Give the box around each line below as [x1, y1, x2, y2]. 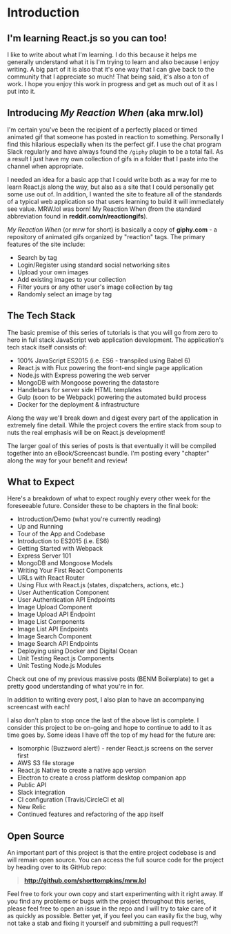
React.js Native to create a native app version [17, 767, 146, 775]
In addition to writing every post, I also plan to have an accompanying [7, 696, 205, 704]
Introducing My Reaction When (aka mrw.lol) [7, 107, 204, 119]
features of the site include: [7, 240, 86, 248]
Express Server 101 [17, 551, 72, 560]
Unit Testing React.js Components [17, 654, 114, 662]
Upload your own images [17, 267, 89, 276]
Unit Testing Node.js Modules [17, 662, 101, 670]
